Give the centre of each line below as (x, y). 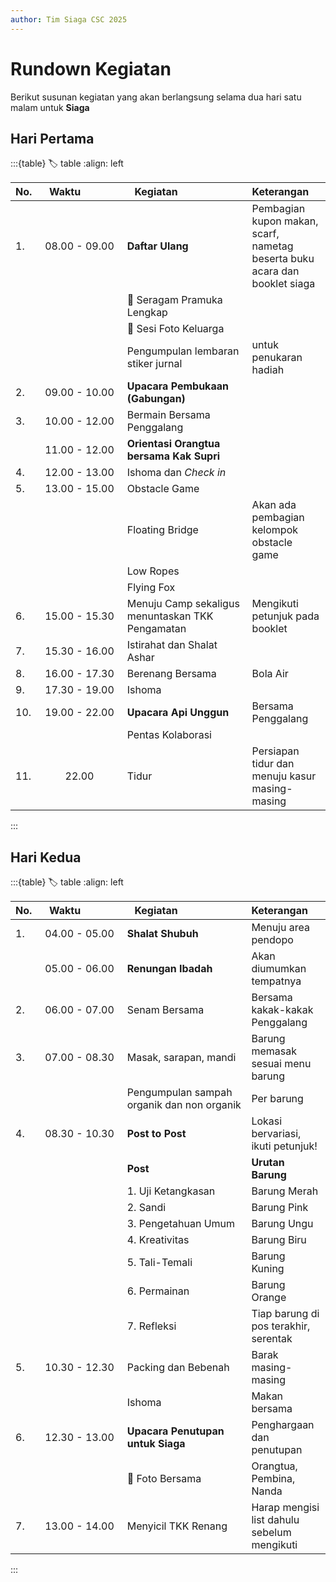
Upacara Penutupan (175, 1431)
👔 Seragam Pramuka (174, 300)
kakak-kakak (282, 1010)
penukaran (277, 358)
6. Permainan (158, 1291)
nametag (272, 246)
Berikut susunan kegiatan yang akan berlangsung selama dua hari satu (156, 97)
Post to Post (156, 1134)
